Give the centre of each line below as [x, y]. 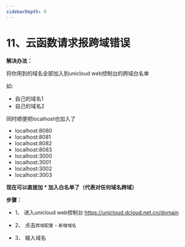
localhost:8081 [33, 137]
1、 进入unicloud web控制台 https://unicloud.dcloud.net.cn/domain [97, 212]
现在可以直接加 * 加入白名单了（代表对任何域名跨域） [72, 187]
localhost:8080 [33, 130]
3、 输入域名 [30, 237]
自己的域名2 [30, 106]
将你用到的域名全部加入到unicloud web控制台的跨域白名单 [78, 73]
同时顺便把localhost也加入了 [41, 118]
